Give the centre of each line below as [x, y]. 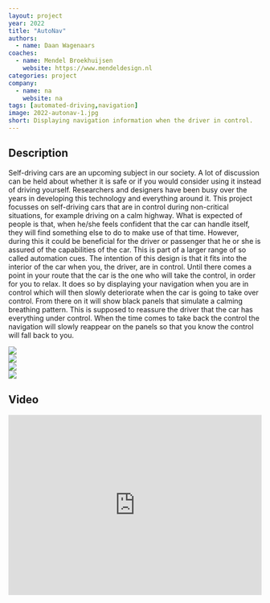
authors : [23, 38]
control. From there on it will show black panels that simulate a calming [126, 301]
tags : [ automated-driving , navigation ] [73, 105]
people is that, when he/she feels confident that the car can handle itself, [129, 224]
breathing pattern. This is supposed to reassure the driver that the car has [131, 309]
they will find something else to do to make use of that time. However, [124, 232]
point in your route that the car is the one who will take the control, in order [132, 275]
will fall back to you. [41, 335]
